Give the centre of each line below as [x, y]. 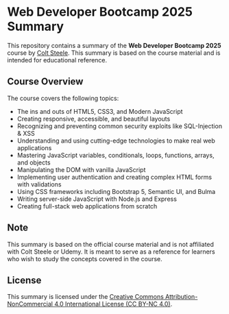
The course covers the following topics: [63, 98]
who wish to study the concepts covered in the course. [85, 258]
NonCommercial [30, 304]
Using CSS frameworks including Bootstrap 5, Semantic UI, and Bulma [116, 191]
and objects [34, 162]
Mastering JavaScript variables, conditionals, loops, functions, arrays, [116, 155]
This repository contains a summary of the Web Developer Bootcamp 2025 [114, 45]
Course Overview [45, 82]
